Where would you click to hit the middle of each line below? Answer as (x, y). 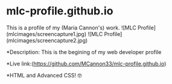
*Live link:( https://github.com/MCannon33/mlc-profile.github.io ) (86, 64)
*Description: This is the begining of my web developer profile (84, 52)
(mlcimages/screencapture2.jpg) (47, 40)
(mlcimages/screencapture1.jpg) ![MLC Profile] (64, 34)
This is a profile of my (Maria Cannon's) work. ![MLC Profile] (81, 28)
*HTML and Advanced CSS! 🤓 (44, 75)
